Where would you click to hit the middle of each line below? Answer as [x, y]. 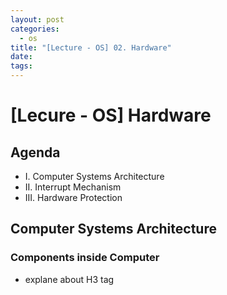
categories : [35, 29]
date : [21, 57]
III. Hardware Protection [73, 197]
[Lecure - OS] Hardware [111, 115]
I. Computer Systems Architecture [94, 176]
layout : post [37, 19]
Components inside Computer [85, 258]
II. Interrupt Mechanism [73, 187]
